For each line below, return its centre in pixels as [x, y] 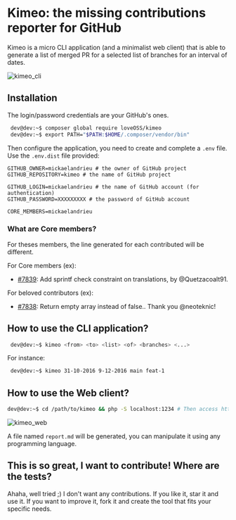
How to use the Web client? [68, 393]
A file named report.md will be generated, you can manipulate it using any [114, 436]
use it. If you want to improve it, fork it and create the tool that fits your [109, 501]
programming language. [42, 444]
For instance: [26, 358]
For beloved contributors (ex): [50, 293]
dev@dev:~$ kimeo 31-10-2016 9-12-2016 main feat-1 [87, 371]
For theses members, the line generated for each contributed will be [106, 244]
